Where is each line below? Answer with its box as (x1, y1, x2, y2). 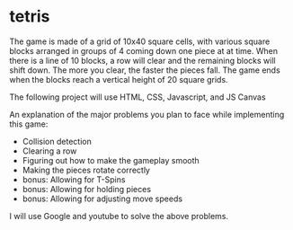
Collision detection (22, 136, 92, 146)
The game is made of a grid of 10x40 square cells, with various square (9, 36, 271, 47)
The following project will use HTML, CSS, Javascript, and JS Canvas (9, 92, 267, 102)
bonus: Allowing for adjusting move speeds (22, 193, 182, 204)
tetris (9, 6, 50, 27)
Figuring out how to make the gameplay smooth (22, 155, 200, 165)
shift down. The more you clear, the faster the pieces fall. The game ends (9, 65, 280, 75)
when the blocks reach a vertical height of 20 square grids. (9, 74, 228, 84)
